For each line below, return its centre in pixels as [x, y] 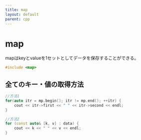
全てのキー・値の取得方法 [44, 84]
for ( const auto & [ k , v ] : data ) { [42, 124]
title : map [16, 10]
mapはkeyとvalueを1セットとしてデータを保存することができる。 [72, 58]
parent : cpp [17, 19]
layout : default [22, 14]
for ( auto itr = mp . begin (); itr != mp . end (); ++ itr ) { [63, 101]
